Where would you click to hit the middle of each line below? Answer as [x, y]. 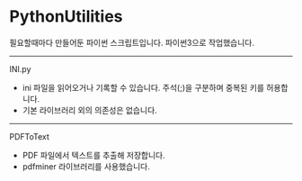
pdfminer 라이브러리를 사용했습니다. [86, 166]
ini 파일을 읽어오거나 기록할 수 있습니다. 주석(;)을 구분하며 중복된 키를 [143, 87]
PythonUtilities [66, 17]
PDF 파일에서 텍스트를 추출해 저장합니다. [93, 155]
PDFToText [29, 136]
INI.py [20, 68]
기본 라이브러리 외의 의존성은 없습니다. [89, 110]
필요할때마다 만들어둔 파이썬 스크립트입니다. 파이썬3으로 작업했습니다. [132, 42]
